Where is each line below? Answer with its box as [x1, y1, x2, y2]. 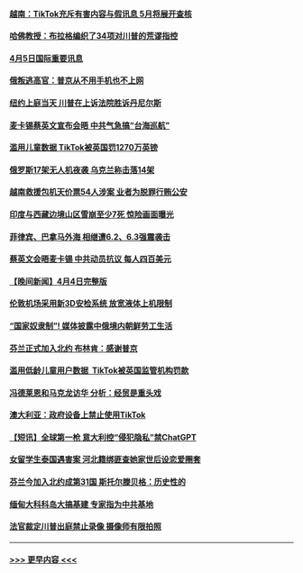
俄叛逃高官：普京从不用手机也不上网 [9, 75, 144, 86]
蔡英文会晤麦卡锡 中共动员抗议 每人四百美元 [9, 253, 171, 265]
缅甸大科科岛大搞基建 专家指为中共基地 [9, 498, 154, 509]
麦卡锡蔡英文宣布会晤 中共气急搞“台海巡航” [9, 120, 170, 131]
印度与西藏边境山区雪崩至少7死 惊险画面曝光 [9, 208, 174, 220]
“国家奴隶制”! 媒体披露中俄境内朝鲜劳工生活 [9, 320, 173, 331]
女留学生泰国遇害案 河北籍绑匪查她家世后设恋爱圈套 [9, 454, 201, 465]
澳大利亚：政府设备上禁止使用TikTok [9, 410, 146, 421]
